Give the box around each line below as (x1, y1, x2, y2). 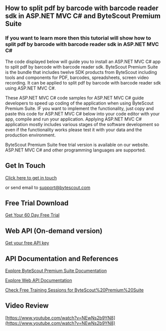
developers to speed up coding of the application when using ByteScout (5, 100, 154, 106)
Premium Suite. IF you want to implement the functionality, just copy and (5, 105, 154, 111)
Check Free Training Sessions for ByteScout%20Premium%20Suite (5, 287, 144, 293)
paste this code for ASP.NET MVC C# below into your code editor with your (5, 110, 160, 116)
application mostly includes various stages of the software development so (5, 121, 160, 127)
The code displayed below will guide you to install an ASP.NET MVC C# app (5, 58, 161, 64)
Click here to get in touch (5, 174, 57, 180)
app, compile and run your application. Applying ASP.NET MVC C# (5, 116, 142, 122)
